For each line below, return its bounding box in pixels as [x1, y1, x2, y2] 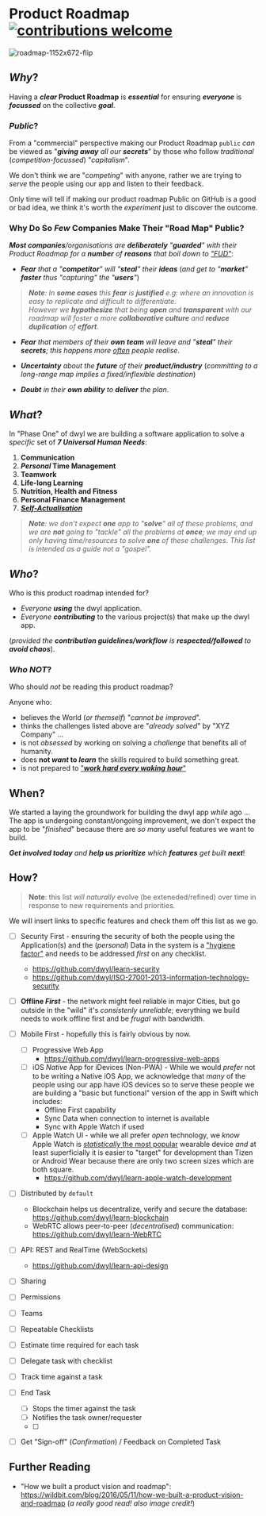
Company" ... [20, 729, 64, 739]
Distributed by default [20, 1188, 94, 1199]
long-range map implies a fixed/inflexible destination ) [20, 370, 196, 379]
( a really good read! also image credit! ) [66, 1498, 196, 1508]
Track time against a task [20, 1372, 103, 1381]
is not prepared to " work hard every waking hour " [20, 764, 187, 773]
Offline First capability [44, 1105, 116, 1115]
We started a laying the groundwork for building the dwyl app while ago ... [9, 807, 250, 818]
